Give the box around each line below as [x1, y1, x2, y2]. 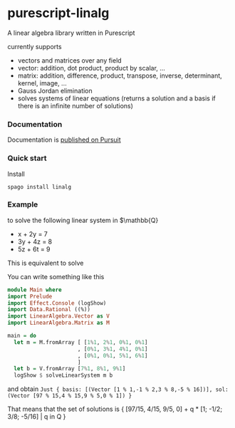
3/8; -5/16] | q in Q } [7, 412, 66, 421]
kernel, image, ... [17, 78, 67, 87]
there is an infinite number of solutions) [17, 101, 134, 110]
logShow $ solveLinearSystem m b [14, 372, 113, 379]
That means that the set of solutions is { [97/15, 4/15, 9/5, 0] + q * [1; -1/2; [7, 404, 223, 414]
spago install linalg [7, 183, 72, 190]
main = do [7, 333, 37, 340]
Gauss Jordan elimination [17, 86, 93, 95]
